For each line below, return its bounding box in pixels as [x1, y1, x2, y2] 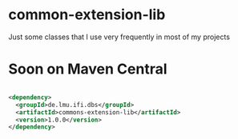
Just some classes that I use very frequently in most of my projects [8, 32, 231, 42]
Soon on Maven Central [8, 60, 167, 78]
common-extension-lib [8, 6, 166, 24]
